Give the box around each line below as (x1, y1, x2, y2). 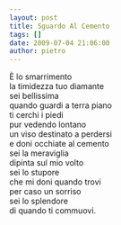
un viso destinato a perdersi (9, 129, 112, 139)
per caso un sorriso (9, 186, 82, 197)
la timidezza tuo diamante (9, 81, 105, 92)
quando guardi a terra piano (9, 100, 113, 111)
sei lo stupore (9, 167, 60, 178)
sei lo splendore (9, 195, 69, 207)
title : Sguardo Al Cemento (9, 22, 110, 31)
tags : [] (9, 30, 42, 39)
